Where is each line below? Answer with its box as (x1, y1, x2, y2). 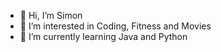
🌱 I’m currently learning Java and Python (19, 31, 188, 42)
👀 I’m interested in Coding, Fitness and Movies (19, 20, 212, 32)
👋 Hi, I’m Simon (19, 10, 83, 21)
